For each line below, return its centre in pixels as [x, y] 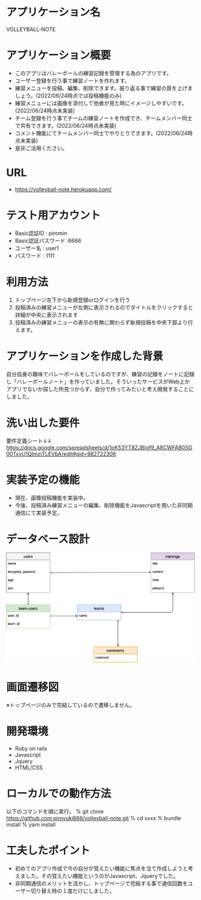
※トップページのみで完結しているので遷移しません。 [71, 705]
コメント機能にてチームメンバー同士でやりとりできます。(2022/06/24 [101, 133]
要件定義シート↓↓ [29, 441]
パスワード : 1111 [35, 255]
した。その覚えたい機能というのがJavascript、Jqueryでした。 [102, 875]
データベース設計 [48, 539]
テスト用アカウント [54, 215]
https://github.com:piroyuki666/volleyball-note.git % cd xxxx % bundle [94, 818]
